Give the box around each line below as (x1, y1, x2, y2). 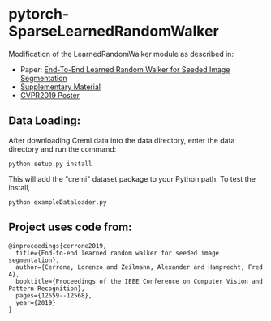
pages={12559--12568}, (15, 291, 92, 300)
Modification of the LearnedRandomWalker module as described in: (8, 49, 234, 58)
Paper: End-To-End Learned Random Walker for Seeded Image (19, 64, 230, 74)
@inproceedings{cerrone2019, (8, 242, 107, 250)
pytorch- (8, 5, 70, 24)
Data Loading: (8, 114, 81, 128)
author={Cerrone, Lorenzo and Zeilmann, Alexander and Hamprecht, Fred (15, 263, 264, 272)
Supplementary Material (19, 82, 101, 92)
